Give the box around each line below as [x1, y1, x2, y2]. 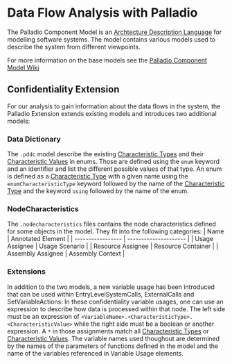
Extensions [7, 267, 46, 276]
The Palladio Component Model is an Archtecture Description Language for [7, 28, 222, 36]
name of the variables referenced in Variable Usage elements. [7, 349, 184, 357]
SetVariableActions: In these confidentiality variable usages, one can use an [7, 297, 224, 306]
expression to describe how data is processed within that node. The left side [7, 304, 226, 313]
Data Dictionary [7, 134, 61, 144]
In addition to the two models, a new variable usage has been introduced [7, 283, 215, 291]
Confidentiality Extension [7, 83, 120, 95]
